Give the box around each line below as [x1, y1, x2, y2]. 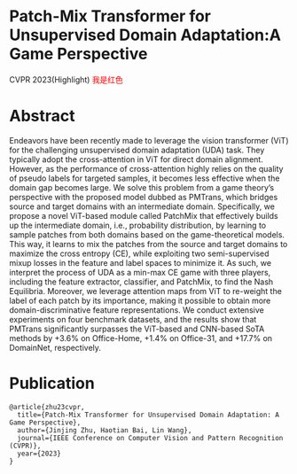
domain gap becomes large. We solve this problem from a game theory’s [9, 182, 275, 192]
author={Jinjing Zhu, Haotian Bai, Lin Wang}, [17, 425, 192, 435]
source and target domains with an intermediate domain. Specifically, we [9, 201, 275, 212]
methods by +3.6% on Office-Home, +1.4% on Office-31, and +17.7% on [9, 332, 273, 343]
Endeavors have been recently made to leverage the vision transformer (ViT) [9, 135, 289, 145]
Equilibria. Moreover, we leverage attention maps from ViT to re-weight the [9, 285, 282, 296]
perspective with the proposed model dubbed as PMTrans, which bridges [9, 191, 278, 202]
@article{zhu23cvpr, [9, 402, 86, 411]
